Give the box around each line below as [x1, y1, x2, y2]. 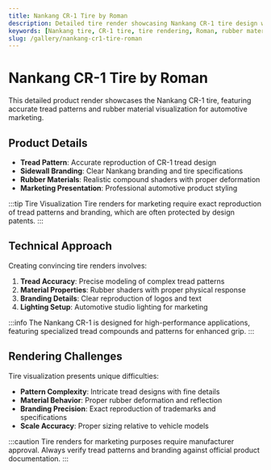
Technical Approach [8, 239, 113, 253]
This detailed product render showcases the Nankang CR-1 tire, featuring [8, 96, 252, 106]
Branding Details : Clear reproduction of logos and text [19, 293, 202, 303]
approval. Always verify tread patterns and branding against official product [8, 445, 261, 455]
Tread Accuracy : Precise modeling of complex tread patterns [19, 276, 225, 286]
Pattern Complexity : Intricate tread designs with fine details [19, 386, 220, 396]
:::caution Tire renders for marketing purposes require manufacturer [8, 436, 235, 446]
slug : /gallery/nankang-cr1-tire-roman [8, 34, 143, 43]
